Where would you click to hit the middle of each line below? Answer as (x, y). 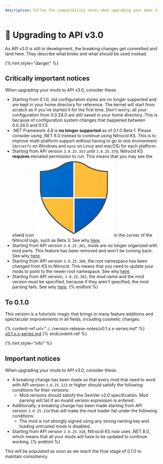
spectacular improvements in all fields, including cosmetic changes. (73, 319)
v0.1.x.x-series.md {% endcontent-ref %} (46, 334)
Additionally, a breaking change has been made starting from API (77, 406)
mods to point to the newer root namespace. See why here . (71, 271)
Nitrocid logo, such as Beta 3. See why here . (56, 241)
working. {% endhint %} (36, 442)
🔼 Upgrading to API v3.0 (54, 35)
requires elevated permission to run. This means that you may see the (82, 156)
